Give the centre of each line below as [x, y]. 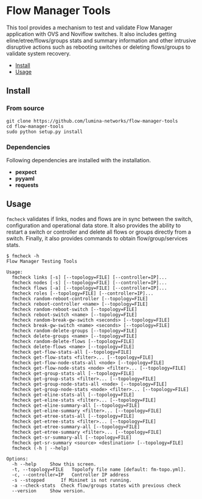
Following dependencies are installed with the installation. [78, 160]
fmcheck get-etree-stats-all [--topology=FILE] [73, 416]
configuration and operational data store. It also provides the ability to [94, 225]
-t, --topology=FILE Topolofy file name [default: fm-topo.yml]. [99, 469]
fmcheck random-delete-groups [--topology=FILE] [75, 331]
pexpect [26, 172]
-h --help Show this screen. [54, 464]
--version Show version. [49, 491]
